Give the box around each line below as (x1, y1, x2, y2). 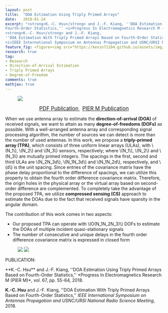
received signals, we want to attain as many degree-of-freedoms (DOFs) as (5, 121, 162, 127)
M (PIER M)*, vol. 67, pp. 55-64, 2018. (5, 277, 83, 283)
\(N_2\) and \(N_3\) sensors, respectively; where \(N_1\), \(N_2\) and (19, 147, 158, 153)
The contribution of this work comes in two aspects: (5, 211, 112, 217)
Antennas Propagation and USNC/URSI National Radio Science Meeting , (5, 297, 155, 303)
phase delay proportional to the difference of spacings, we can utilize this (5, 169, 156, 175)
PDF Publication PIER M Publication (39, 105, 129, 112)
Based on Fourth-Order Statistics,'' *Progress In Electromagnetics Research (5, 271, 162, 278)
